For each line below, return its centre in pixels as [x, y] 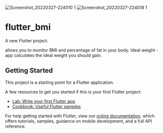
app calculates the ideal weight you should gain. [53, 55]
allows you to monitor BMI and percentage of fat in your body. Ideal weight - [82, 50]
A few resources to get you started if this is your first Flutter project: [73, 92]
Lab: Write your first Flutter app [44, 101]
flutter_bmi [28, 27]
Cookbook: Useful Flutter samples [46, 106]
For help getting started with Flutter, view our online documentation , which [80, 116]
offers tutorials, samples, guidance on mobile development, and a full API [79, 121]
